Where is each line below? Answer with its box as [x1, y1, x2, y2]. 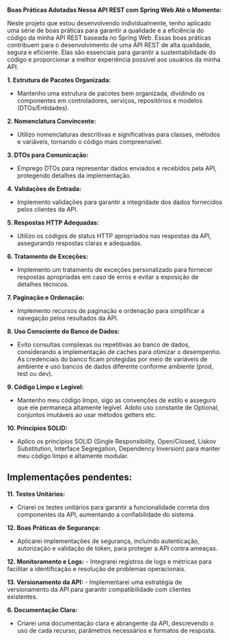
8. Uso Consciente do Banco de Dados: [7, 327, 120, 335]
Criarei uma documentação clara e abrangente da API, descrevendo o [16, 619, 214, 627]
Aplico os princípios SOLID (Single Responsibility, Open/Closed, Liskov [16, 438, 217, 445]
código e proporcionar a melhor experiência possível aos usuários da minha [7, 55, 221, 64]
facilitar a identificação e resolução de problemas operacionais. [7, 564, 187, 573]
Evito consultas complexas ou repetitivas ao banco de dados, [16, 340, 190, 349]
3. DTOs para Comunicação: [7, 151, 89, 159]
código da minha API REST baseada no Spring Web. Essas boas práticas [7, 34, 212, 42]
